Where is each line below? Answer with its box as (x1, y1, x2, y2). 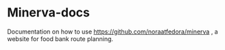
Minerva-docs (7, 5, 91, 21)
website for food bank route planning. (7, 34, 114, 42)
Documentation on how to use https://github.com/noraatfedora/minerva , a (7, 27, 218, 36)
